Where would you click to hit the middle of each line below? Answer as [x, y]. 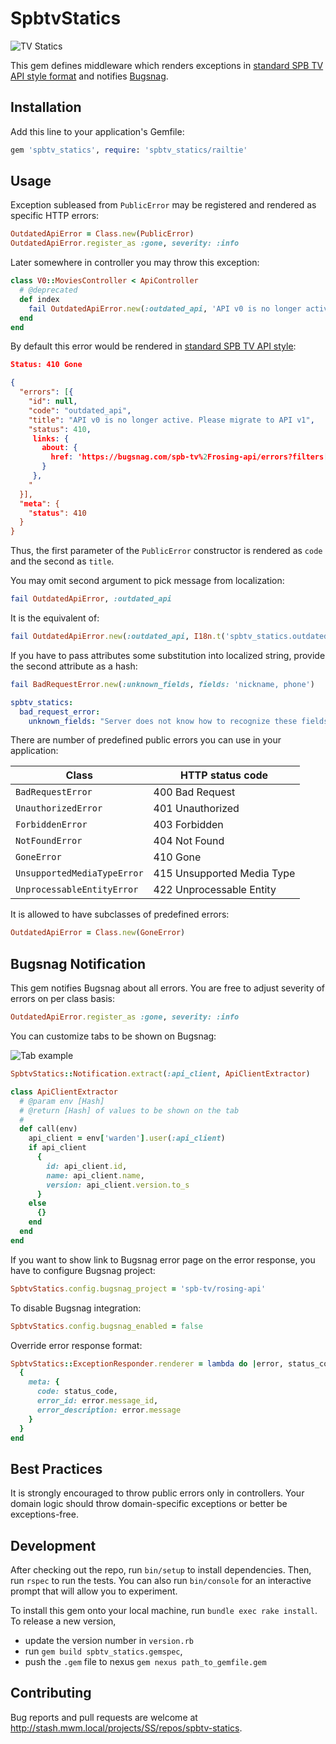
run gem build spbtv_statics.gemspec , [103, 1651]
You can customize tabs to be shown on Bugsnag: [113, 1036]
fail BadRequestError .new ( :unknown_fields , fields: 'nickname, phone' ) [162, 684]
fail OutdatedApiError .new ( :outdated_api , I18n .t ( [118, 637]
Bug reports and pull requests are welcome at [104, 1717]
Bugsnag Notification [78, 963]
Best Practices [56, 1468]
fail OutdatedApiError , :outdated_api [91, 599]
